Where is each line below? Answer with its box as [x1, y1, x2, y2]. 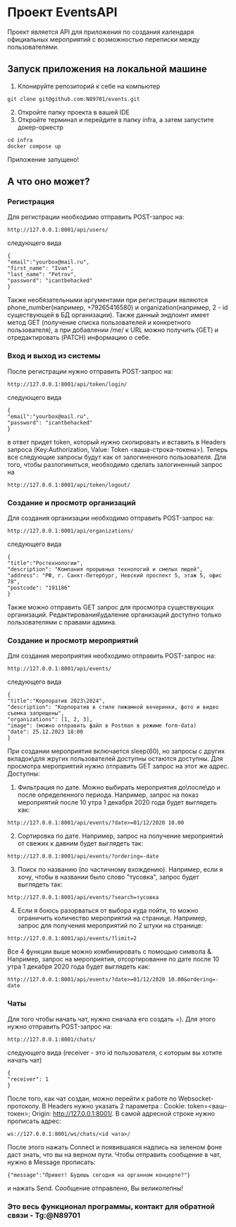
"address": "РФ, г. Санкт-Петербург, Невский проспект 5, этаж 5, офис [7, 572, 222, 579]
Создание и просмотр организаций [7, 497, 136, 507]
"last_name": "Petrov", [7, 271, 77, 278]
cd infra [7, 136, 33, 143]
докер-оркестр [17, 123, 63, 131]
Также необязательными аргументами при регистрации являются [7, 296, 209, 304]
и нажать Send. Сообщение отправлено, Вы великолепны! [7, 1184, 183, 1192]
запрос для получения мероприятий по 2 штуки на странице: [17, 921, 204, 930]
